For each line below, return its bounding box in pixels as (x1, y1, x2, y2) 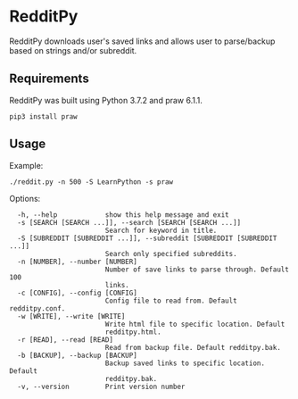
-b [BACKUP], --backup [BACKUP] (17, 351, 138, 360)
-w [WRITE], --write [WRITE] (17, 312, 126, 320)
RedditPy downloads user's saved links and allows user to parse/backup (9, 36, 276, 46)
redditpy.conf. (9, 303, 66, 313)
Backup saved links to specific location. (104, 359, 266, 368)
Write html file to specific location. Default (104, 320, 286, 328)
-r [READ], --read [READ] (17, 335, 114, 345)
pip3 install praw (9, 112, 78, 121)
